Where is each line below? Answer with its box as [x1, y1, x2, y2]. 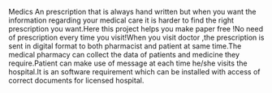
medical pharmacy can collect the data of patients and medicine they [8, 50, 240, 59]
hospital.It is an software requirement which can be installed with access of [8, 67, 261, 76]
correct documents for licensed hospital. [8, 76, 145, 85]
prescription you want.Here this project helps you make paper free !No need [8, 24, 264, 33]
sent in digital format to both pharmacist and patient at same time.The [8, 41, 242, 51]
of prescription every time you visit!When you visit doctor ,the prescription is [8, 32, 265, 42]
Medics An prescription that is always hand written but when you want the [8, 7, 257, 16]
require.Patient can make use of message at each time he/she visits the [8, 58, 248, 68]
